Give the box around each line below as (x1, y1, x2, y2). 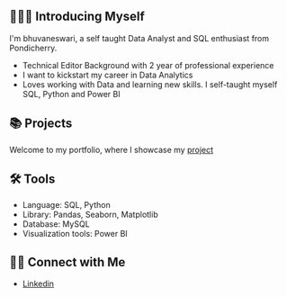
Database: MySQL (22, 219, 90, 229)
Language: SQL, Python (22, 200, 111, 211)
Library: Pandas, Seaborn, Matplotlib (22, 209, 159, 220)
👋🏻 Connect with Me (9, 254, 126, 270)
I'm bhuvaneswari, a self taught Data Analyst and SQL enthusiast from (9, 32, 270, 43)
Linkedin (22, 278, 55, 289)
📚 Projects (9, 116, 73, 131)
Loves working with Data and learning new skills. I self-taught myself (22, 78, 278, 90)
